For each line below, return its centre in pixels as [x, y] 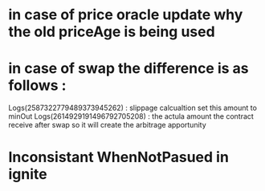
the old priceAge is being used [112, 32]
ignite [28, 175]
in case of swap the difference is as [128, 69]
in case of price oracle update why [126, 15]
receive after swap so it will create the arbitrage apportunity [107, 125]
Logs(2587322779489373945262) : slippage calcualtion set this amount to [132, 108]
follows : [37, 85]
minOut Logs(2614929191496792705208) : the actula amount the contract [131, 116]
